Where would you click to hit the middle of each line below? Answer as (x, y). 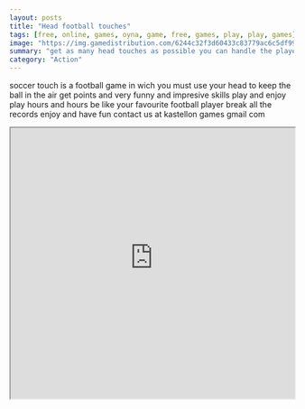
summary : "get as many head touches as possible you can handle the (141, 51)
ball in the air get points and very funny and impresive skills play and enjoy (148, 95)
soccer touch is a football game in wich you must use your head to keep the (150, 85)
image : (22, 43)
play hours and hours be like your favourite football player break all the (141, 104)
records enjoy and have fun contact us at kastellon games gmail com (138, 114)
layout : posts (36, 18)
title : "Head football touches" (70, 26)
